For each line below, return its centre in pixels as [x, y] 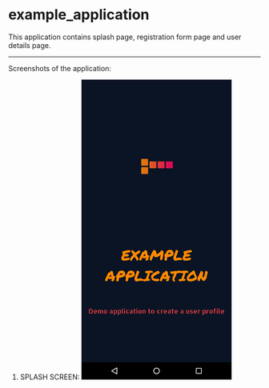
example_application [79, 15]
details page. [30, 45]
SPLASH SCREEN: [50, 377]
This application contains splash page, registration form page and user [125, 37]
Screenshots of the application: [60, 68]
